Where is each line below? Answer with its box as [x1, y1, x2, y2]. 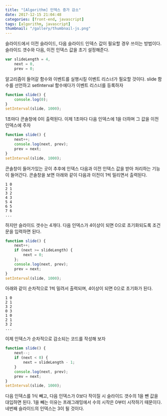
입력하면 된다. [14, 228, 42, 234]
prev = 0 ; [14, 66, 35, 71]
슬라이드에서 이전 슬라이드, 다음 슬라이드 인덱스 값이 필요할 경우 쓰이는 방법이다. [5, 41, 162, 47]
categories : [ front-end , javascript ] [5, 17, 84, 22]
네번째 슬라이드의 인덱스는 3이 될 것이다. [5, 405, 84, 411]
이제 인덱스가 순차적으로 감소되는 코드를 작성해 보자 [5, 336, 106, 342]
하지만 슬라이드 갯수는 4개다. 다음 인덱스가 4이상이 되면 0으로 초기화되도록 [5, 222, 151, 228]
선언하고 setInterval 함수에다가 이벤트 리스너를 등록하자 [14, 82, 124, 88]
